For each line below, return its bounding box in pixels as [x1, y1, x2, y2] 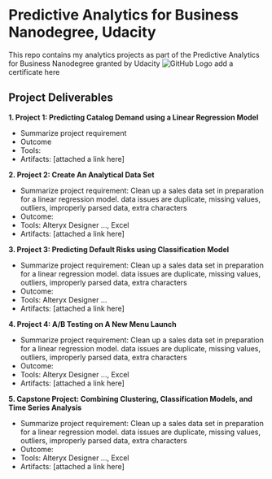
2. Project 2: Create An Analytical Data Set [8, 169, 155, 180]
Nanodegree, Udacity [8, 23, 156, 41]
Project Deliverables [8, 91, 114, 105]
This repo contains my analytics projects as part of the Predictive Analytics [8, 50, 261, 59]
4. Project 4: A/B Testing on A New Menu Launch [8, 319, 177, 329]
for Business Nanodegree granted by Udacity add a [8, 59, 234, 68]
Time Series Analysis [8, 403, 82, 412]
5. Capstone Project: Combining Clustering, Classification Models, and [8, 394, 252, 403]
